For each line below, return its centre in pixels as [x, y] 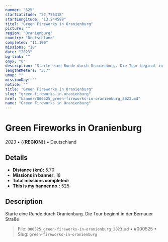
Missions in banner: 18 [36, 175]
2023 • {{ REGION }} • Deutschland [41, 142]
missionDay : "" [21, 80]
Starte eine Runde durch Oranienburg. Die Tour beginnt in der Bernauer [79, 213]
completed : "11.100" [27, 43]
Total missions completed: [41, 180]
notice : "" [17, 84]
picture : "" [18, 29]
